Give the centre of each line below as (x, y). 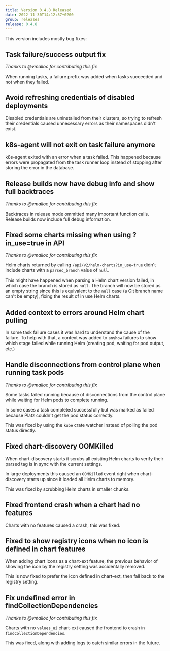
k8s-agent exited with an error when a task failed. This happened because (83, 157)
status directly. (21, 430)
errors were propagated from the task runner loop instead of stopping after (84, 162)
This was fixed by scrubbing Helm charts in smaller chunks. (68, 489)
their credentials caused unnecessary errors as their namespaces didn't (80, 123)
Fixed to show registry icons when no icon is (77, 541)
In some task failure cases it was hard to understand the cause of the (78, 332)
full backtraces (30, 192)
